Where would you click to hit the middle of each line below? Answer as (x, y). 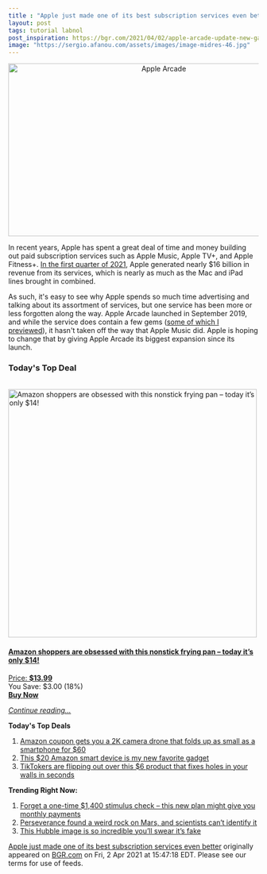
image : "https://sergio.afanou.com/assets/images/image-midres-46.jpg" (129, 45)
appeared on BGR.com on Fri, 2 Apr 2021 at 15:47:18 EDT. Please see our (127, 854)
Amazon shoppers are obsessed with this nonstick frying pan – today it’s (131, 652)
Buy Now (23, 694)
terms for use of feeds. (46, 863)
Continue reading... (40, 710)
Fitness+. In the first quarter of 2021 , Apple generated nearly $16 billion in (129, 265)
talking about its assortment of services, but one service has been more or (130, 305)
